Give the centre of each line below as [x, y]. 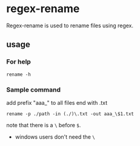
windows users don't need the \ [55, 137]
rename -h [19, 75]
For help [19, 62]
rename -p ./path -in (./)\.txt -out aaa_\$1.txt [70, 114]
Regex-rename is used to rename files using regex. [70, 25]
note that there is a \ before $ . [44, 125]
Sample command [34, 90]
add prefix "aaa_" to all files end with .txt [57, 102]
